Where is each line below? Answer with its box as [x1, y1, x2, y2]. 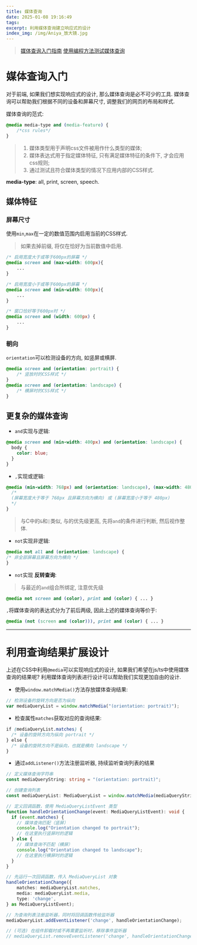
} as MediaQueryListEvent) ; [6, 901, 75, 907]
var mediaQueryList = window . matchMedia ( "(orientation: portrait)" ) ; [6, 703, 180, 709]
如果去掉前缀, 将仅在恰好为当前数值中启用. [20, 243, 123, 250]
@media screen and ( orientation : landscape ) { [6, 382, 122, 388]
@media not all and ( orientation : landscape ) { [6, 549, 125, 555]
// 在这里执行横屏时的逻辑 [16, 852, 73, 858]
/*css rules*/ [16, 127, 51, 133]
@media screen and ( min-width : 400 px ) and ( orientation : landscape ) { [6, 439, 182, 445]
